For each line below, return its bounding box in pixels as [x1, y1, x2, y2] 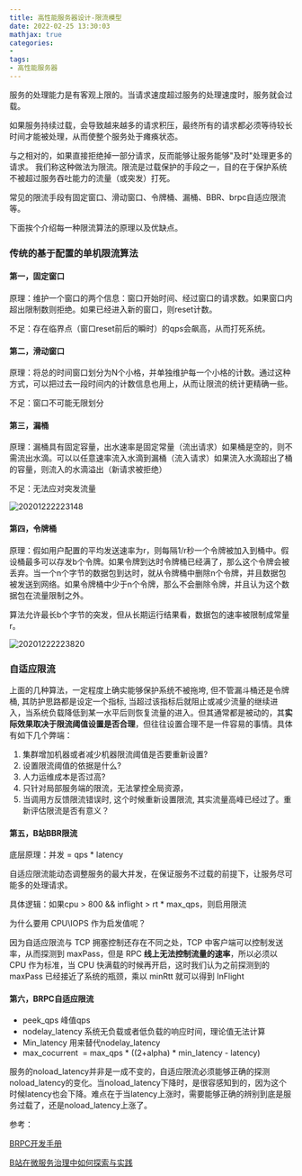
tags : [9, 55, 30, 64]
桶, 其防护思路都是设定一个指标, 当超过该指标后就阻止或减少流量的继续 [9, 696, 271, 707]
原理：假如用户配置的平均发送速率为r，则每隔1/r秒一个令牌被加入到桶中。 [9, 544, 281, 555]
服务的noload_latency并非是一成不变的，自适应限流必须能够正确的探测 [9, 1066, 271, 1077]
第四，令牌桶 [9, 524, 57, 533]
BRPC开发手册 [9, 1138, 63, 1149]
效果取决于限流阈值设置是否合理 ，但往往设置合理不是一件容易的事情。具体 [16, 718, 293, 729]
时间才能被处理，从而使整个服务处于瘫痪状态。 [9, 131, 182, 141]
